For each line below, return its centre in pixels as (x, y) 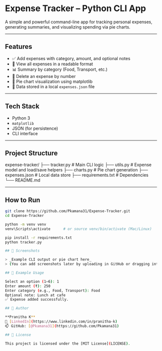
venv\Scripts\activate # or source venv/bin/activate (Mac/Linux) (78, 229)
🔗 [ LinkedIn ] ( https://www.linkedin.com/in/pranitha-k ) (61, 322)
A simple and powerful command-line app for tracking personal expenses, (79, 22)
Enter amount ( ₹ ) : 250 (28, 286)
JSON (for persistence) (35, 128)
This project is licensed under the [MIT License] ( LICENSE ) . (68, 343)
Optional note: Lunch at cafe (35, 295)
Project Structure (31, 153)
